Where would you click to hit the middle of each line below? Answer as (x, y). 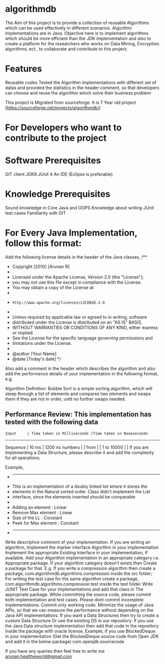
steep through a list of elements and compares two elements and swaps (78, 394)
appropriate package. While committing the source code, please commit (78, 594)
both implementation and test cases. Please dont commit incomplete (74, 599)
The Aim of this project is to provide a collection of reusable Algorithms (77, 23)
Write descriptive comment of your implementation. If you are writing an (78, 542)
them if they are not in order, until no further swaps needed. (66, 399)
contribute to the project (56, 138)
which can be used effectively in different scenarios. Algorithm (69, 28)
